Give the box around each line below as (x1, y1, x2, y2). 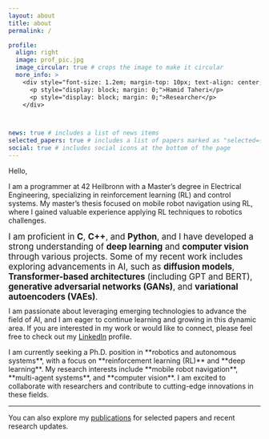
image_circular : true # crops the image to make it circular (15, 63, 224, 72)
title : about (8, 19, 52, 27)
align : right (15, 49, 59, 57)
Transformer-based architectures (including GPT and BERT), (8, 271, 253, 282)
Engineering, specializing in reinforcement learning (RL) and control (8, 190, 231, 199)
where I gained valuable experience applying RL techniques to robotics (8, 207, 243, 216)
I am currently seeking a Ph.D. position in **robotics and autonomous (8, 347, 237, 356)
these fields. (8, 389, 50, 399)
